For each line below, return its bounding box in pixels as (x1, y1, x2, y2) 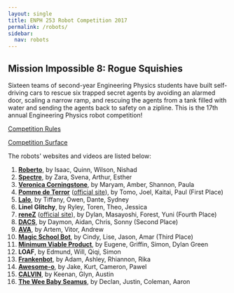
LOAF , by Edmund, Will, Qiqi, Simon (18, 247, 121, 256)
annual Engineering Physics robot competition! (8, 110, 143, 119)
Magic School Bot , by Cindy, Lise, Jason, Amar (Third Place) (18, 233, 193, 241)
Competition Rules (8, 124, 62, 133)
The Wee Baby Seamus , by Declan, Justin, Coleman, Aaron (18, 277, 191, 285)
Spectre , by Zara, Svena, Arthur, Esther (18, 173, 132, 181)
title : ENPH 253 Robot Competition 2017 (8, 17, 128, 24)
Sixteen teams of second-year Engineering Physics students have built (8, 81, 213, 89)
